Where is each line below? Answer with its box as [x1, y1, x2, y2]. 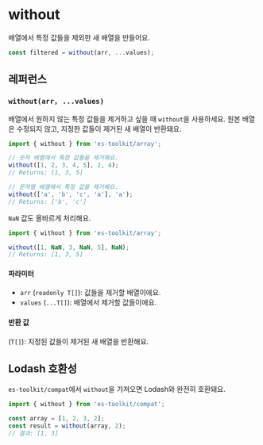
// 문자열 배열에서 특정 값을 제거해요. [8, 183, 119, 191]
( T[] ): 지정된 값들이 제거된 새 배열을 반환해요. [8, 336, 149, 346]
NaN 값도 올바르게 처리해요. [8, 213, 91, 223]
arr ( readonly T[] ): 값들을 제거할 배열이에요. [19, 288, 161, 297]
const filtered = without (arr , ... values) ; [8, 48, 155, 56]
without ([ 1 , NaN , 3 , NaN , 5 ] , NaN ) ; [8, 244, 130, 251]
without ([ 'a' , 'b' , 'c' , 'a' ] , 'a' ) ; [8, 190, 133, 198]
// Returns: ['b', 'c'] [8, 198, 87, 205]
